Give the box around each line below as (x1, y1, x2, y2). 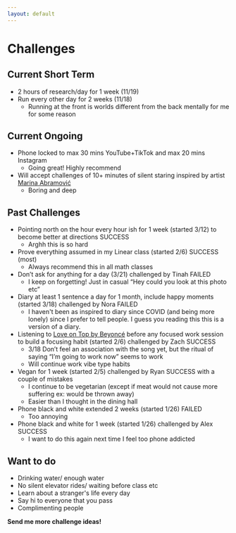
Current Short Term (7, 68, 95, 81)
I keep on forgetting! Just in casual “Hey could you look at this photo (27, 277, 227, 286)
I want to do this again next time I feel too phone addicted (27, 434, 195, 444)
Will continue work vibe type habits (27, 360, 130, 368)
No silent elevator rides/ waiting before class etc (17, 482, 159, 490)
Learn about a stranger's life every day (17, 489, 130, 497)
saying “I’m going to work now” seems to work (27, 353, 163, 361)
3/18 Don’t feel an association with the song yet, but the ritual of (27, 345, 214, 353)
